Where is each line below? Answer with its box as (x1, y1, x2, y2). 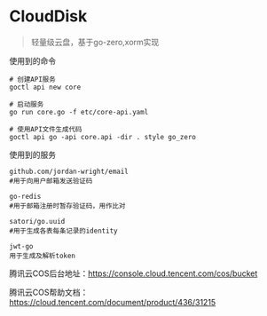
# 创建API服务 (9, 75, 56, 83)
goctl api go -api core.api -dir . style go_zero (9, 132, 197, 141)
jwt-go (9, 241, 34, 250)
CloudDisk (9, 6, 88, 27)
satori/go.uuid (9, 217, 66, 225)
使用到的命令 (9, 55, 56, 66)
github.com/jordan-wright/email (9, 167, 129, 176)
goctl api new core (9, 83, 82, 91)
